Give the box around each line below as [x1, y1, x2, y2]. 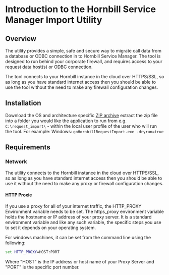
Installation [5, 99, 41, 107]
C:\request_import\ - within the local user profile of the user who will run [5, 123, 157, 129]
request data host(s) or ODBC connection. [5, 64, 93, 70]
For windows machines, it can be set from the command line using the [5, 234, 151, 240]
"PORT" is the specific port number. [5, 264, 80, 270]
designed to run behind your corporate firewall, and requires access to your [5, 59, 163, 64]
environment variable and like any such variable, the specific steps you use [5, 219, 161, 225]
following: [5, 240, 26, 246]
